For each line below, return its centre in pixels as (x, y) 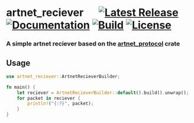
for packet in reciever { (49, 98)
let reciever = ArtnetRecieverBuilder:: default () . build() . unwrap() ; (103, 93)
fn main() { (21, 87)
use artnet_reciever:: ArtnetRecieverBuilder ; (63, 76)
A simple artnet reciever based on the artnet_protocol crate (93, 44)
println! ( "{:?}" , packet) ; (61, 103)
